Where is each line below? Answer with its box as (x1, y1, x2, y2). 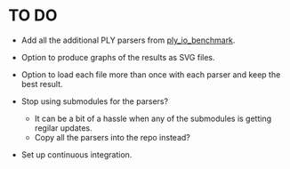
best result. (20, 78, 63, 89)
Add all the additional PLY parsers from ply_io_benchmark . (20, 35, 236, 45)
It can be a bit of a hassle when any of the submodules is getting (34, 113, 272, 124)
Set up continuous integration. (20, 149, 133, 160)
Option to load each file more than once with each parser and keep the (20, 68, 281, 80)
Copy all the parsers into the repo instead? (34, 132, 190, 142)
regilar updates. (34, 122, 93, 133)
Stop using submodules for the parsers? (20, 95, 169, 107)
